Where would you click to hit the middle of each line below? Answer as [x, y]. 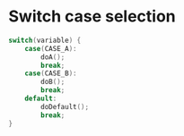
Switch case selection [92, 17]
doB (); [53, 82]
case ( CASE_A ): [51, 48]
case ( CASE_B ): [51, 73]
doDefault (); [65, 106]
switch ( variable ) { [45, 40]
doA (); [53, 57]
